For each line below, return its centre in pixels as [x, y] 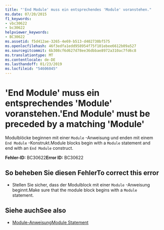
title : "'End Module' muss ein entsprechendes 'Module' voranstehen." [78, 10]
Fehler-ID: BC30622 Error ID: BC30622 [44, 158]
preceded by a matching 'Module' [75, 124]
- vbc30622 [16, 23]
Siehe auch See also [36, 211]
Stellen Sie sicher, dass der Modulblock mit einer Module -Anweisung [81, 184]
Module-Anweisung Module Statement [50, 222]
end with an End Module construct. [39, 148]
